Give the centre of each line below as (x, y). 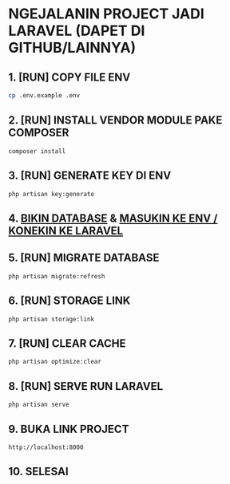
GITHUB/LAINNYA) (72, 48)
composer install (37, 151)
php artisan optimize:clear (55, 362)
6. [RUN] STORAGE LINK (69, 301)
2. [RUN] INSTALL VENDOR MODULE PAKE (115, 120)
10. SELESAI (39, 472)
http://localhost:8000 (46, 447)
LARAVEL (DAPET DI (77, 31)
